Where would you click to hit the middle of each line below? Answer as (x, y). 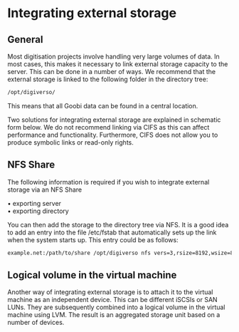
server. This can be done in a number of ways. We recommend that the (111, 72)
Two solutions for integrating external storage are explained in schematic (114, 120)
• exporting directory (38, 211)
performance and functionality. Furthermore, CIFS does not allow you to (113, 135)
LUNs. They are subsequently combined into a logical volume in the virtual (116, 307)
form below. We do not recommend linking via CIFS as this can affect (108, 127)
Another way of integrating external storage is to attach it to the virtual (110, 292)
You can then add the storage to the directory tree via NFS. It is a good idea (118, 224)
